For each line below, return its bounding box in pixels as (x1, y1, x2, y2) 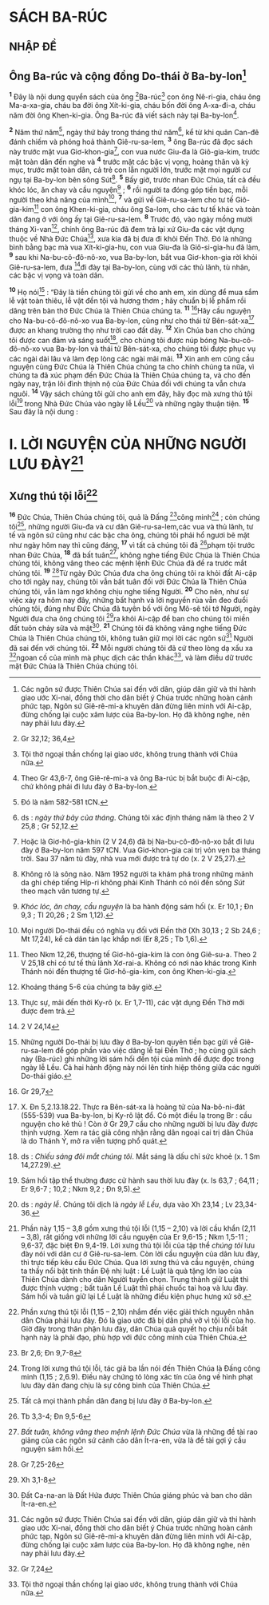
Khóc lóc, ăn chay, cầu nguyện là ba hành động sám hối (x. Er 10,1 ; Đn (20, 902, 254, 912)
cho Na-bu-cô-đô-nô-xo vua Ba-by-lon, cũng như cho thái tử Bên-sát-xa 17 (9, 314, 255, 325)
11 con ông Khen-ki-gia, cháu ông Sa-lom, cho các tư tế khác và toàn (34, 203, 260, 214)
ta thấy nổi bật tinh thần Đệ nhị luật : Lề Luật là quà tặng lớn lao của (20, 1266, 243, 1276)
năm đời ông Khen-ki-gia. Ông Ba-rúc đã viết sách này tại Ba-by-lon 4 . (9, 109, 239, 120)
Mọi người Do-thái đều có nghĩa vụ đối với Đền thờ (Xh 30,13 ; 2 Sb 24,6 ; (20, 926, 261, 936)
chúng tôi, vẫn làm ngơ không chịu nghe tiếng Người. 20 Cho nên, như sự (9, 585, 250, 596)
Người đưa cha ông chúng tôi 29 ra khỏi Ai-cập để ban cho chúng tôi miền (9, 612, 250, 623)
